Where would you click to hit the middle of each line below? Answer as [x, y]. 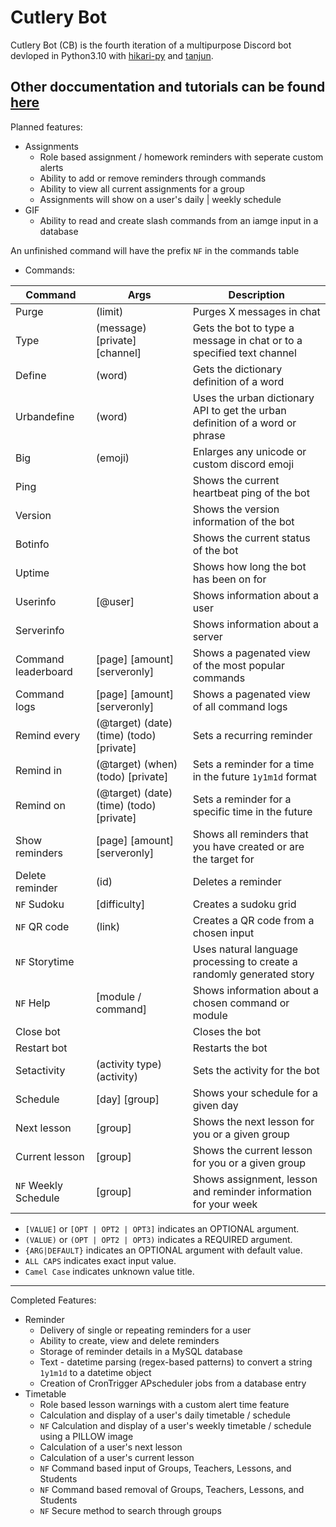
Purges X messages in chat [256, 311]
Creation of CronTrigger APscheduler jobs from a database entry [173, 1383]
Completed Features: [53, 1300]
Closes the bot [227, 1031]
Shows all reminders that [250, 834]
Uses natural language [245, 949]
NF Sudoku [40, 904]
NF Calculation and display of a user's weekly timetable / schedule [175, 1425]
